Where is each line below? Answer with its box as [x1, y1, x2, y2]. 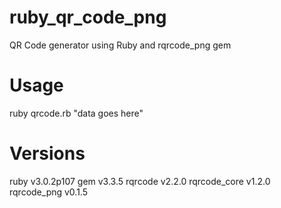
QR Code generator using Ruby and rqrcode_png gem [9, 39, 232, 51]
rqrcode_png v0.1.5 [9, 186, 89, 198]
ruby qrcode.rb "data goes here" [9, 107, 144, 119]
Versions [9, 142, 86, 165]
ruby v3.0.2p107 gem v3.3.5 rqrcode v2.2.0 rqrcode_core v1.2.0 [9, 175, 271, 187]
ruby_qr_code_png [9, 6, 167, 29]
